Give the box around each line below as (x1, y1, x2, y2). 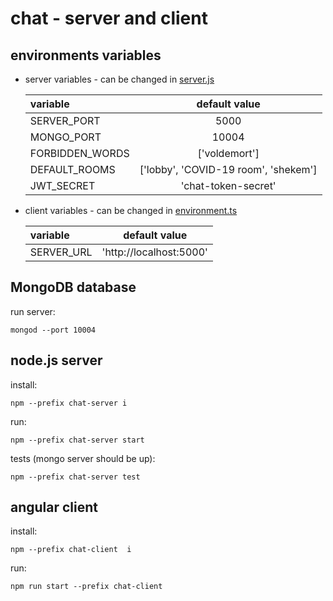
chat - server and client (10, 7, 208, 30)
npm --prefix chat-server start (10, 435, 145, 445)
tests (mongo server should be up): (10, 452, 156, 464)
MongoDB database (10, 279, 137, 296)
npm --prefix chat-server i (10, 398, 128, 408)
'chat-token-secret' (180, 179, 277, 192)
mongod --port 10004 (10, 325, 97, 335)
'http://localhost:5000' (101, 245, 208, 259)
